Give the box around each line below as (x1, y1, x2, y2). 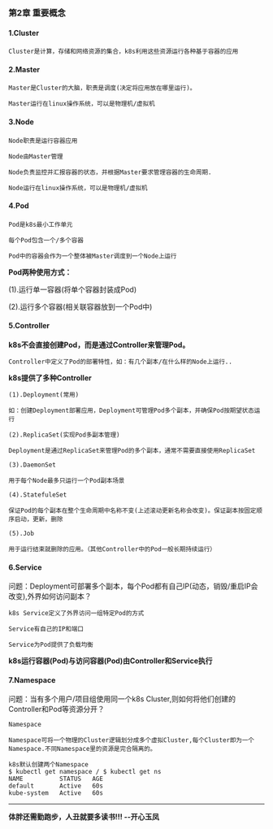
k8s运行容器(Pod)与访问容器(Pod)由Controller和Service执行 (8, 656, 213, 666)
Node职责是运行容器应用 (8, 137, 78, 145)
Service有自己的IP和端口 (8, 625, 84, 633)
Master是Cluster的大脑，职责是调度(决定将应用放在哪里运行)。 (8, 84, 197, 93)
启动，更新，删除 (14, 514, 63, 523)
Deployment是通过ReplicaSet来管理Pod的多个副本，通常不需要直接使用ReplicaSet (8, 446, 256, 454)
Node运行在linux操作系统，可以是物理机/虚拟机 (8, 184, 148, 192)
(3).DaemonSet (8, 461, 57, 469)
